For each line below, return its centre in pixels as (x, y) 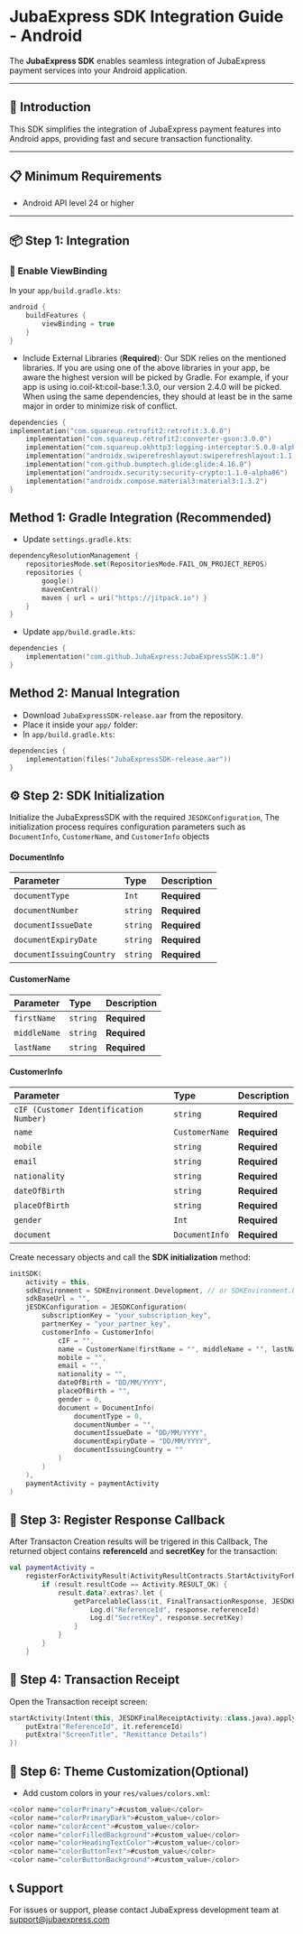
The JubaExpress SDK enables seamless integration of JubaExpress (138, 60)
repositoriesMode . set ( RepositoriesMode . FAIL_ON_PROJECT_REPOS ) (147, 564)
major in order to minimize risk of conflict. (100, 406)
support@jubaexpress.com (60, 1919)
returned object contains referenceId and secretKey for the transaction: (143, 1551)
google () (58, 581)
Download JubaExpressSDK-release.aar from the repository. (133, 715)
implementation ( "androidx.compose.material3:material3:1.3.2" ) (147, 481)
